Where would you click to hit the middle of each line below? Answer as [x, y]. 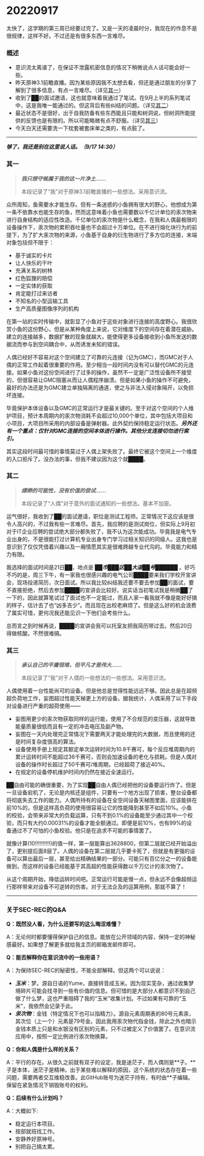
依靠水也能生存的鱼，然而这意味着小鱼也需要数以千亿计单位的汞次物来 [110, 212]
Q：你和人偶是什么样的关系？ [43, 1050]
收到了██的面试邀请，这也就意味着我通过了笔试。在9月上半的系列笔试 [103, 98]
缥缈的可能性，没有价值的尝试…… [64, 490]
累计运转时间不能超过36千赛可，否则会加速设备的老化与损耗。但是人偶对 [106, 757]
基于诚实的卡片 [34, 255]
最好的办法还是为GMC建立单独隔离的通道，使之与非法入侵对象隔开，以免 [97, 387]
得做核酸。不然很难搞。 [35, 633]
